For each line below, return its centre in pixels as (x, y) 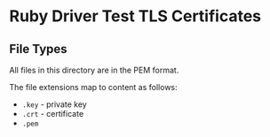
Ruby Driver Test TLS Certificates (135, 16)
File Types (39, 49)
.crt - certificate (53, 114)
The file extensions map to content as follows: (93, 87)
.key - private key (54, 104)
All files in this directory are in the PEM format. (94, 70)
